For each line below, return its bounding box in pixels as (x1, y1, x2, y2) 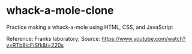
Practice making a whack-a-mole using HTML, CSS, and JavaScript (6, 23, 173, 31)
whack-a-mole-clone (6, 4, 114, 17)
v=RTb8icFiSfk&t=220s (6, 41, 64, 49)
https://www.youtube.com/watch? (101, 35, 186, 42)
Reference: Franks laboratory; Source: (6, 35, 101, 42)
